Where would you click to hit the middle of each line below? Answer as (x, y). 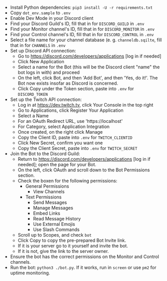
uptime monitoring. (30, 273)
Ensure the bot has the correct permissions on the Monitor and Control (85, 257)
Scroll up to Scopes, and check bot (55, 235)
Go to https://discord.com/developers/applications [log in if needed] (90, 56)
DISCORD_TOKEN (33, 94)
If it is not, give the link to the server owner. (63, 251)
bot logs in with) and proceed (49, 72)
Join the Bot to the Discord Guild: (45, 154)
